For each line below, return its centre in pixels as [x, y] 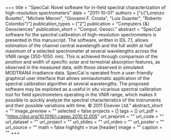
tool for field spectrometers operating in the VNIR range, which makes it [81, 95]
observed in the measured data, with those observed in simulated [74, 67]
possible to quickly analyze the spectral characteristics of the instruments [83, 100]
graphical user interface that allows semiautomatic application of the [78, 78]
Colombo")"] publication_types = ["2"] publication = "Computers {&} [77, 24]
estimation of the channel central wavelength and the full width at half [79, 45]
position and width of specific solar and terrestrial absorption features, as [83, 62]
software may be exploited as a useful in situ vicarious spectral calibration [83, 89]
